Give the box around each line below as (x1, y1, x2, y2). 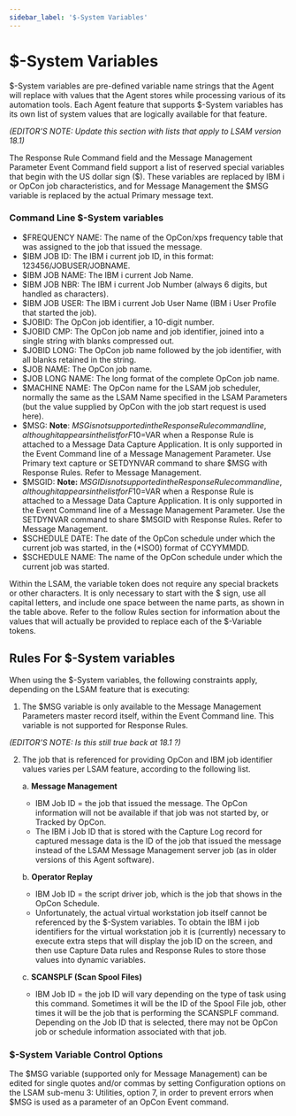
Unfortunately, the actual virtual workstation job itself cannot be (34, 907, 268, 918)
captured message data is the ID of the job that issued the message (34, 835, 282, 846)
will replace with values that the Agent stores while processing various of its (9, 89, 286, 100)
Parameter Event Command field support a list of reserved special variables (9, 161, 285, 173)
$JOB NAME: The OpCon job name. (21, 364, 153, 374)
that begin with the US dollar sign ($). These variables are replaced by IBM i (9, 171, 285, 181)
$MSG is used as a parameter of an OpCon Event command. (9, 1097, 230, 1107)
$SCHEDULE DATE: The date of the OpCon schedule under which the (21, 533, 276, 543)
